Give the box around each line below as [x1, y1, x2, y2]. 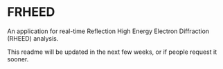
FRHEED [7, 4, 55, 20]
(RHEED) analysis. [7, 34, 59, 42]
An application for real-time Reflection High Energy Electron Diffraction [7, 27, 210, 35]
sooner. [7, 55, 29, 63]
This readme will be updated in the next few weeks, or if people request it [7, 48, 217, 56]
